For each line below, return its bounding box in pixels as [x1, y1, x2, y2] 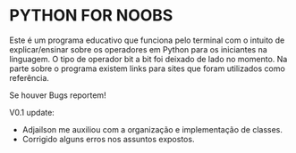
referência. [9, 72, 49, 83]
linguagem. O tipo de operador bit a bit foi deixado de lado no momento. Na [9, 53, 288, 64]
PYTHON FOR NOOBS [9, 5, 173, 26]
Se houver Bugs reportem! [9, 90, 106, 101]
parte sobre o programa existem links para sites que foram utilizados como [9, 63, 286, 74]
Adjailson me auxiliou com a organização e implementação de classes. [21, 124, 283, 134]
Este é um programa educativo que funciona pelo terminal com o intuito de [9, 35, 285, 45]
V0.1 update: [9, 107, 55, 117]
